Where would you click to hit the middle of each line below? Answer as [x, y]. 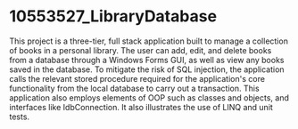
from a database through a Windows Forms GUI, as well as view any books [147, 60]
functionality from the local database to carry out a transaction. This [135, 88]
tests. [19, 117]
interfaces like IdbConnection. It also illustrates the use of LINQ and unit [141, 107]
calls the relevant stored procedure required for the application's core [137, 78]
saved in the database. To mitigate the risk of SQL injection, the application [147, 69]
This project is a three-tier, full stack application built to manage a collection [149, 41]
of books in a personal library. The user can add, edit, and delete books [141, 50]
